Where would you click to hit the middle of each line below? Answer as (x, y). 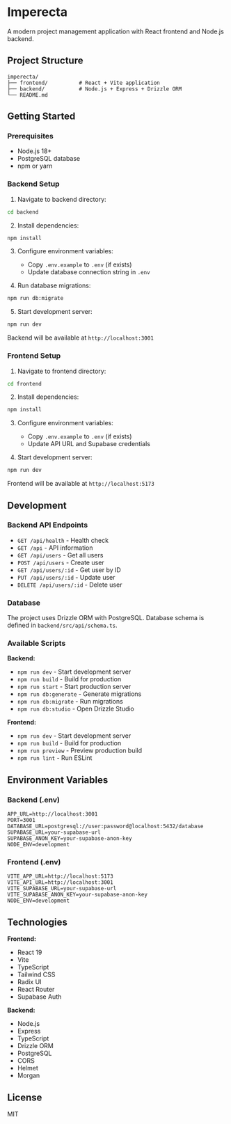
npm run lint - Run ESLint (55, 758)
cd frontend (24, 383)
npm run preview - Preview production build (80, 751)
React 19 (30, 952)
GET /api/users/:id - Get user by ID (69, 570)
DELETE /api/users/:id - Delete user (70, 585)
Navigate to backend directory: (62, 199)
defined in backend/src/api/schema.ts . (62, 625)
